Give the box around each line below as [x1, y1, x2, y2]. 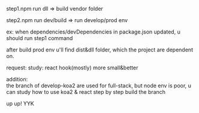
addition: [6, 76, 28, 83]
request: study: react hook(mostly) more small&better [6, 64, 138, 71]
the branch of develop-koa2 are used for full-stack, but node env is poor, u [6, 82, 192, 89]
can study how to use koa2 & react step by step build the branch [6, 88, 166, 95]
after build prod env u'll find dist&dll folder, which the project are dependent [6, 46, 194, 53]
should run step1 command [6, 35, 73, 41]
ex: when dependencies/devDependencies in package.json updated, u [6, 28, 181, 35]
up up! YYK [6, 100, 35, 107]
